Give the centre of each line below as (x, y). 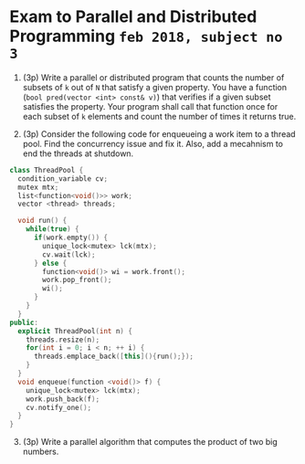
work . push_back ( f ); (63, 399)
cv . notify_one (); (59, 407)
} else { (50, 263)
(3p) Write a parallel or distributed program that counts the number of (153, 77)
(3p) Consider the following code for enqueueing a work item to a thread (159, 133)
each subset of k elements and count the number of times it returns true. (159, 116)
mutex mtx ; (38, 187)
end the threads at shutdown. (78, 153)
